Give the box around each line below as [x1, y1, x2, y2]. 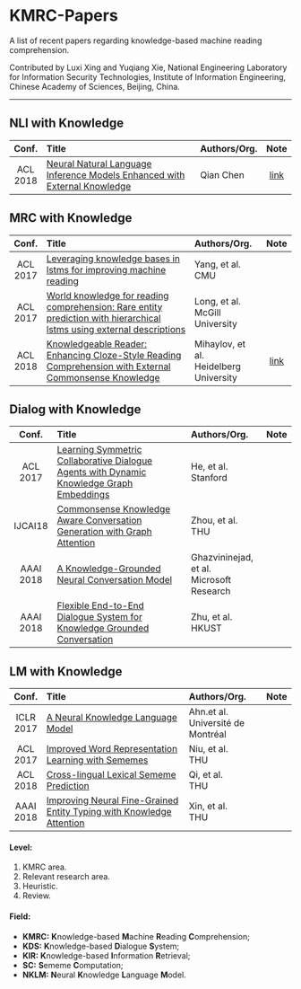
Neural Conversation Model [56, 574, 173, 587]
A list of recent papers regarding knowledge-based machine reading [9, 35, 262, 46]
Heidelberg [193, 360, 242, 373]
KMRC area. [21, 861, 67, 872]
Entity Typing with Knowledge [46, 806, 172, 818]
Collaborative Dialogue [56, 455, 153, 467]
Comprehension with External [46, 360, 171, 373]
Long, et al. [193, 295, 242, 307]
